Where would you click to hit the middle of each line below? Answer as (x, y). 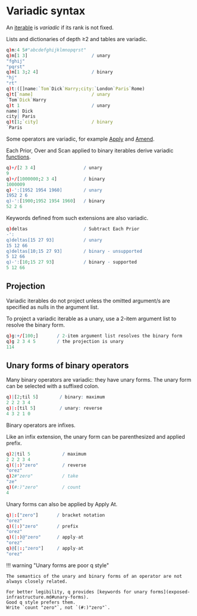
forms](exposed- (170, 592)
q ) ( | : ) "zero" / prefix (42, 526)
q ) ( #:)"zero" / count (44, 487)
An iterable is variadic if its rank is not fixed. (60, 27)
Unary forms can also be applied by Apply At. (62, 504)
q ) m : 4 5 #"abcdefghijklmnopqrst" (46, 50)
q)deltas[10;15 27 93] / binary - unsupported (74, 251)
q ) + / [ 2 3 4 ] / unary (54, 168)
